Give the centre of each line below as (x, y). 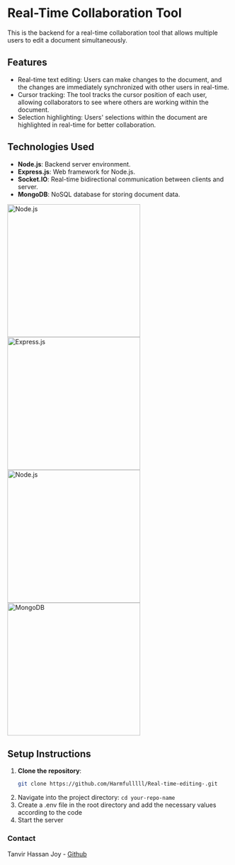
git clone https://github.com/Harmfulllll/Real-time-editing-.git (117, 784)
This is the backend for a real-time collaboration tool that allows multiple (113, 33)
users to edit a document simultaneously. (67, 40)
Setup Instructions (49, 753)
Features (27, 63)
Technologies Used (51, 147)
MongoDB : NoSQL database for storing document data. (99, 194)
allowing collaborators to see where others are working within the (113, 102)
